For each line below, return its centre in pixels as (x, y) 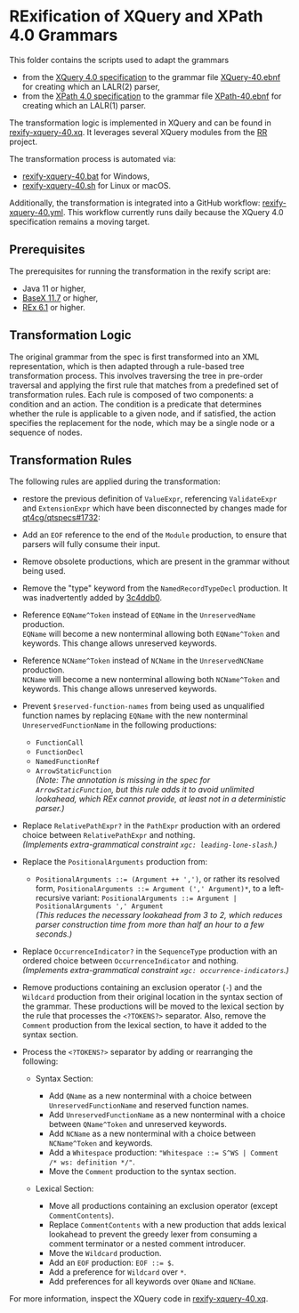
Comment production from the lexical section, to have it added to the (144, 1026)
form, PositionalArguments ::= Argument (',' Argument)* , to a (151, 889)
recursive (53, 898)
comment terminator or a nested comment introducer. (147, 1244)
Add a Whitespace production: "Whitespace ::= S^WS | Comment (163, 1153)
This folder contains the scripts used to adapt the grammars (119, 60)
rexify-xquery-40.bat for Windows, (85, 176)
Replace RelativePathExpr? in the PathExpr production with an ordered (151, 826)
